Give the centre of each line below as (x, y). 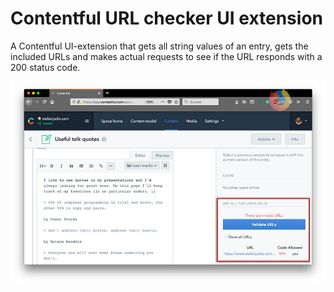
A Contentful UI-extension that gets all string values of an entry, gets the (159, 46)
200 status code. (45, 67)
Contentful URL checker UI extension (166, 18)
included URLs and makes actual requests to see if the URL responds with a (166, 56)
